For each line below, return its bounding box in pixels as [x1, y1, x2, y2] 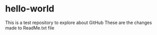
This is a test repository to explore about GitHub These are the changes [5, 19, 152, 25]
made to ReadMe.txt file [5, 24, 55, 30]
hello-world [5, 3, 55, 14]
